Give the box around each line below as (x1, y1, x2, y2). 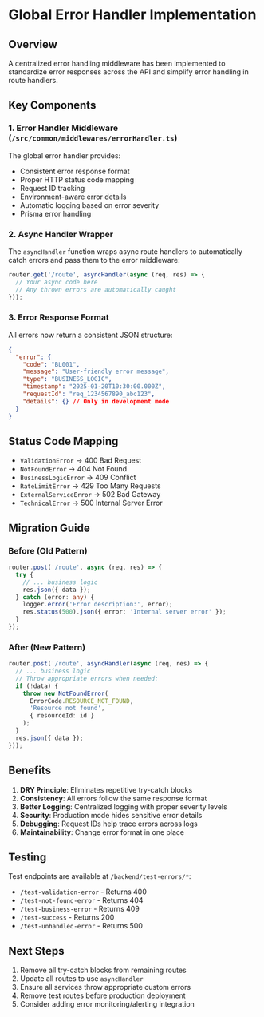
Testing (8, 850, 47, 864)
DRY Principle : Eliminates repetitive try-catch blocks (19, 785, 193, 794)
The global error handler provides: (8, 150, 121, 161)
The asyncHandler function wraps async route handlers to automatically (8, 246, 243, 256)
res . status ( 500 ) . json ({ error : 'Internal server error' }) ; (22, 608, 227, 616)
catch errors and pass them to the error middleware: (8, 255, 181, 264)
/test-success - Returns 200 (19, 912, 115, 922)
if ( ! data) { (15, 681, 59, 690)
